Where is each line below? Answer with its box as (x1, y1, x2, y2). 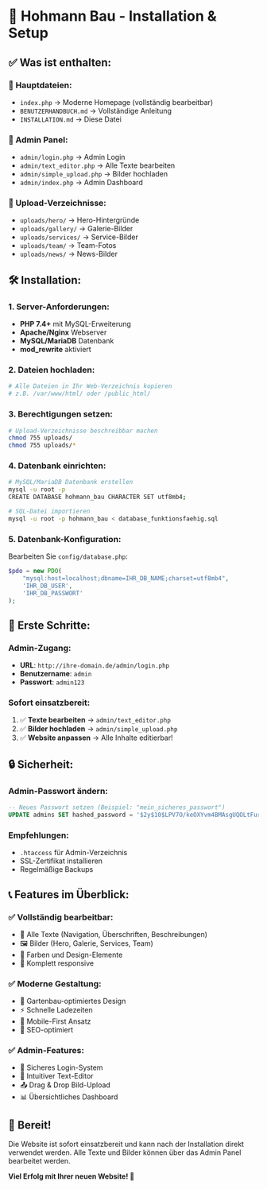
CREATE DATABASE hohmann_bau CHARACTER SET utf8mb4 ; (8, 493, 187, 502)
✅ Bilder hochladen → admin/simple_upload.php (19, 724, 178, 734)
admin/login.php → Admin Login (19, 153, 126, 162)
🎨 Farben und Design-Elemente (19, 950, 123, 959)
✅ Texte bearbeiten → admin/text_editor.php (19, 715, 171, 725)
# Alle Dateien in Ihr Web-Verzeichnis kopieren (8, 382, 172, 390)
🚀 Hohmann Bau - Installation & (8, 7, 217, 25)
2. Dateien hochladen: (8, 365, 95, 376)
